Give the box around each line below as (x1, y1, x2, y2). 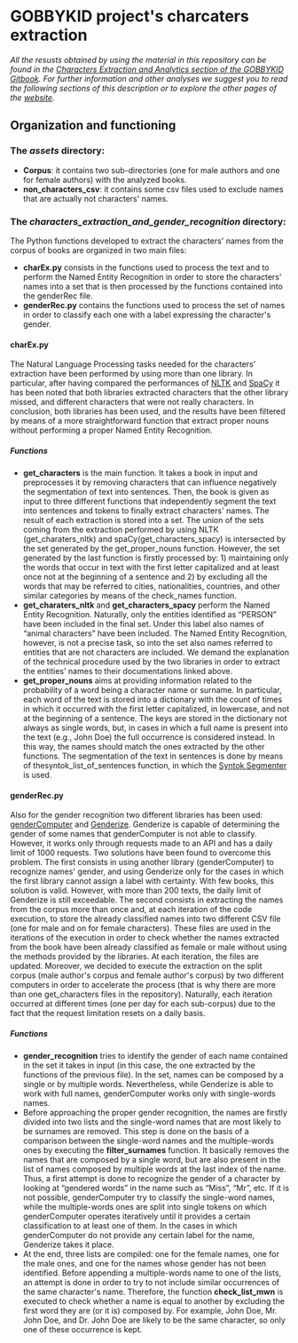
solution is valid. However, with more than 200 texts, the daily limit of (10, 886, 262, 896)
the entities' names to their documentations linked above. (22, 666, 233, 677)
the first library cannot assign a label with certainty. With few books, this (10, 876, 274, 886)
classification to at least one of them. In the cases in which (22, 1220, 238, 1231)
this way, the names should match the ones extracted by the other (22, 742, 265, 752)
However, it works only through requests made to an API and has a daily (10, 838, 273, 849)
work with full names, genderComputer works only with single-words (22, 1088, 276, 1099)
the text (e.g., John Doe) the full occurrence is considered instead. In (22, 732, 276, 743)
